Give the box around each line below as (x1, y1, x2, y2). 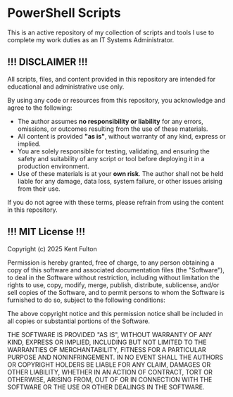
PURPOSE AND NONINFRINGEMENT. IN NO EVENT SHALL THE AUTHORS (7, 353, 224, 361)
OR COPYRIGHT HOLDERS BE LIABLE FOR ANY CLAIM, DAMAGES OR (7, 360, 211, 369)
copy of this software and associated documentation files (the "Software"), (7, 265, 225, 274)
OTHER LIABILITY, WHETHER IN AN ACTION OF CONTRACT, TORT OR (7, 367, 213, 376)
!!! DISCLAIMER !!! (7, 56, 88, 68)
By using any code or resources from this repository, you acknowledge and (7, 96, 226, 104)
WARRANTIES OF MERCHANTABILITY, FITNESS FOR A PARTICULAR (7, 345, 206, 353)
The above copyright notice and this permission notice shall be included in (7, 309, 223, 317)
